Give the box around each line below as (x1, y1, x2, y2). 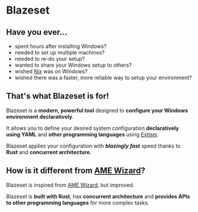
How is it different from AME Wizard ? (6, 166, 146, 176)
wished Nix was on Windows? (14, 68, 87, 74)
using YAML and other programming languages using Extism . (6, 131, 159, 138)
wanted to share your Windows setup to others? (14, 61, 132, 69)
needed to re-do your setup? (14, 56, 85, 62)
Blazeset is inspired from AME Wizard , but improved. (6, 181, 135, 188)
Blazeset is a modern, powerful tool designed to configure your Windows (6, 107, 188, 114)
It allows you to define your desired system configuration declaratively (6, 125, 179, 132)
